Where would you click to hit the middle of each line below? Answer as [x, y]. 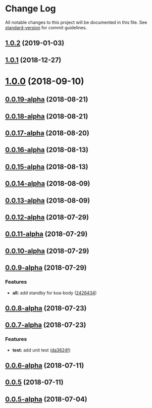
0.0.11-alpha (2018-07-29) [46, 234]
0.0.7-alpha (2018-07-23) [46, 325]
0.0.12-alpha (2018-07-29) [47, 218]
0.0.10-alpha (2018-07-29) [47, 251]
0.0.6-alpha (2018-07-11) [45, 365]
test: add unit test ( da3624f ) [41, 350]
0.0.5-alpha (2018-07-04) [46, 399]
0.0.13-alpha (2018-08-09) [48, 200]
